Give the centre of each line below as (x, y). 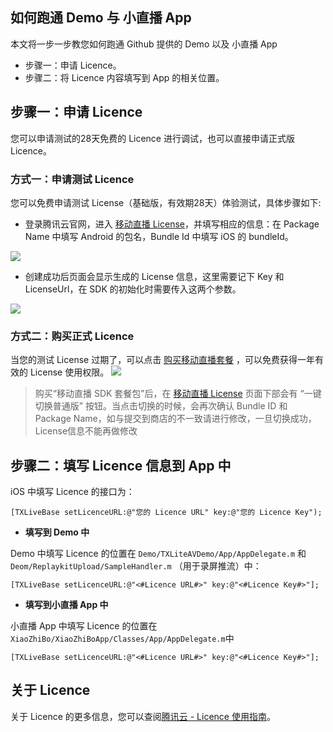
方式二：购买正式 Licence (72, 336)
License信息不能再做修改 (86, 431)
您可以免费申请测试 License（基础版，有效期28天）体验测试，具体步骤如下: (166, 202)
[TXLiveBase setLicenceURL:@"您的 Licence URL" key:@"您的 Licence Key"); (166, 513)
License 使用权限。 (69, 372)
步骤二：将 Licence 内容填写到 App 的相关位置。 (124, 77)
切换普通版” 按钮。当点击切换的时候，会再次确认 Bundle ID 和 (161, 406)
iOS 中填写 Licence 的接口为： (72, 492)
